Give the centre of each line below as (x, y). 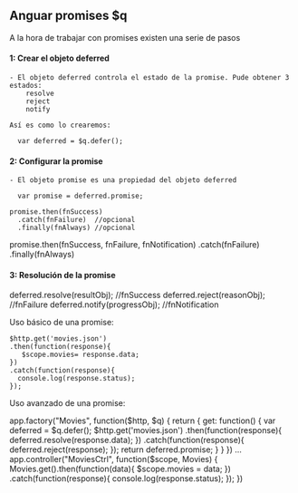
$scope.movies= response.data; (81, 355)
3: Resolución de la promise (62, 275)
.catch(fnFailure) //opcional (77, 220)
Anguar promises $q (68, 16)
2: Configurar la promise (56, 161)
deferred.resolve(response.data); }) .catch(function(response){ (127, 440)
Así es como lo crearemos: (60, 126)
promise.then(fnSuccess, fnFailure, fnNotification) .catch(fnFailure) (135, 245)
